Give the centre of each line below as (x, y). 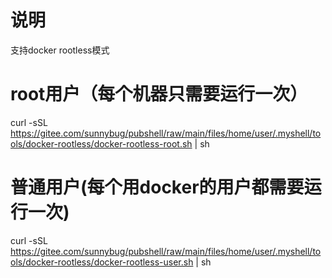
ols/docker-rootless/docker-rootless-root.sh (101, 143)
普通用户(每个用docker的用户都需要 (157, 187)
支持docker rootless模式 (60, 50)
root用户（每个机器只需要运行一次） (159, 94)
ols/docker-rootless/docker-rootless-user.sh (102, 262)
